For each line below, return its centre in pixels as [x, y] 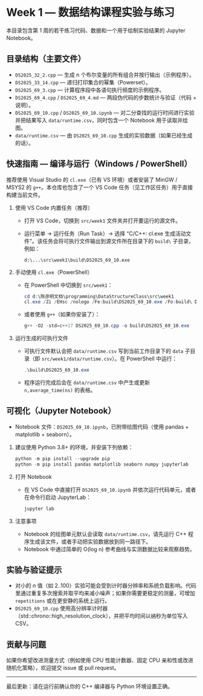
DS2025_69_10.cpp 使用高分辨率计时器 [61, 608]
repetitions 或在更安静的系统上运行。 [63, 601]
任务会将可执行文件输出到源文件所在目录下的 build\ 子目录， [118, 241]
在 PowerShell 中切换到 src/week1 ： [68, 285]
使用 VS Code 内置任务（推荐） [54, 207]
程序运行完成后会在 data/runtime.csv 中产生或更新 [87, 383]
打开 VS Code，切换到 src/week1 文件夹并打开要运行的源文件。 [102, 220]
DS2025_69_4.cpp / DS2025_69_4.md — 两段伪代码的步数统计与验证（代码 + [106, 97]
